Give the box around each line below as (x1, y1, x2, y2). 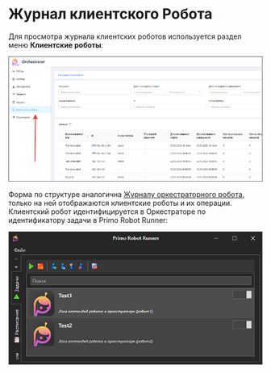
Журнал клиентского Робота (8, 5, 213, 23)
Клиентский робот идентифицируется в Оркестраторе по (8, 207, 206, 216)
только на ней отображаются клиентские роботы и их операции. (8, 199, 232, 208)
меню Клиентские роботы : (8, 40, 103, 49)
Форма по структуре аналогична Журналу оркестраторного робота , (8, 190, 245, 199)
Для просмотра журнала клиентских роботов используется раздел (8, 31, 242, 41)
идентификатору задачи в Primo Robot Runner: (8, 216, 168, 225)
